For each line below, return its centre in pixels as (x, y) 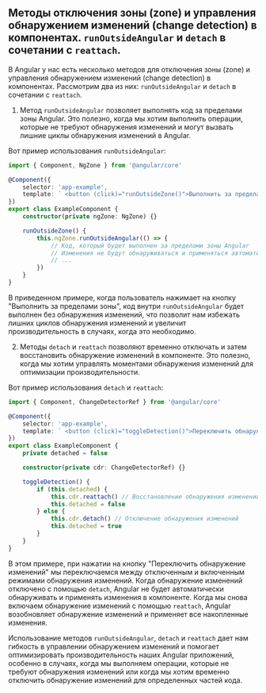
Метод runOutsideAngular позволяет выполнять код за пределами (131, 110)
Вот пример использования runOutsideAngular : (87, 151)
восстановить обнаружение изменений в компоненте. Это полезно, (135, 355)
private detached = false (65, 453)
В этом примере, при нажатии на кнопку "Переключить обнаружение (127, 564)
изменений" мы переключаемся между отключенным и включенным (127, 572)
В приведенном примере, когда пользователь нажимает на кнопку (122, 298)
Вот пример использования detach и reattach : (86, 387)
